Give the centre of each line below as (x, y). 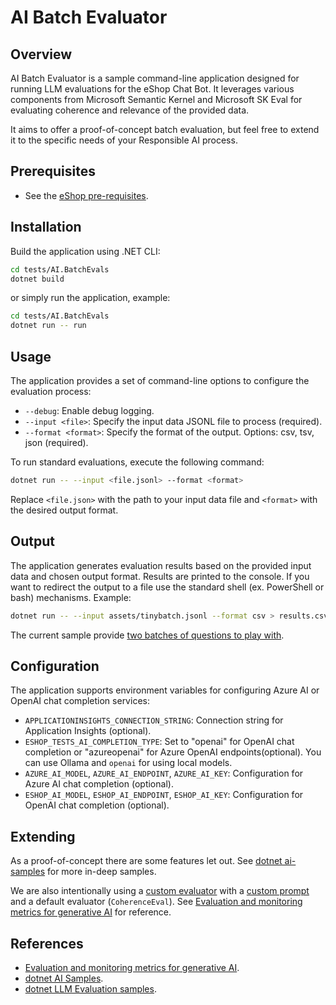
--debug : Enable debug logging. (89, 410)
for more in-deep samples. (101, 872)
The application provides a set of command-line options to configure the (160, 380)
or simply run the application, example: (90, 298)
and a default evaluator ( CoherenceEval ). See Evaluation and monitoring (156, 902)
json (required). (56, 442)
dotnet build (37, 279)
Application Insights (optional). (88, 731)
